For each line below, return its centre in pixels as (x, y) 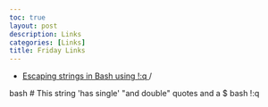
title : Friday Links (48, 51)
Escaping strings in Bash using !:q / (87, 76)
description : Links (46, 34)
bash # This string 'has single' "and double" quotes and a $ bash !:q (134, 94)
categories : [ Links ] (48, 42)
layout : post (33, 26)
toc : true (28, 17)
